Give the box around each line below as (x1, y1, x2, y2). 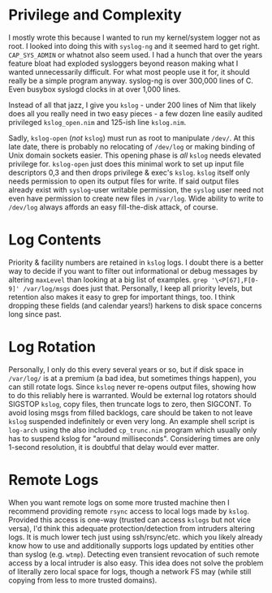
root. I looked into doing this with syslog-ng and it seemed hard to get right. (8, 41, 260, 50)
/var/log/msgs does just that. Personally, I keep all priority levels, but (23, 283, 253, 293)
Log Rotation (8, 338, 96, 357)
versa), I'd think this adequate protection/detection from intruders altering (8, 523, 256, 533)
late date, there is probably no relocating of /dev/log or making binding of (8, 141, 256, 151)
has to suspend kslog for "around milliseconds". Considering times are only (8, 433, 261, 444)
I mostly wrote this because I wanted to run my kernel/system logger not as (8, 32, 261, 42)
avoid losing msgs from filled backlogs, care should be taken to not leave (8, 408, 253, 418)
